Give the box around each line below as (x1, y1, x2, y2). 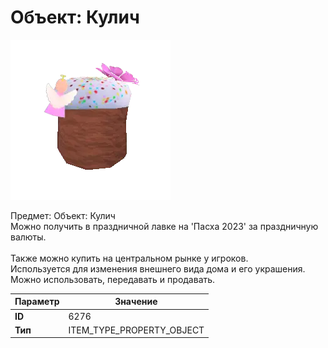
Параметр (14, 296, 60, 308)
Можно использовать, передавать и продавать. (10, 273, 216, 285)
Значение (114, 296, 158, 308)
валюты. (10, 231, 47, 243)
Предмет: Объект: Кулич (10, 209, 116, 221)
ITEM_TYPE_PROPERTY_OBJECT (68, 324, 205, 336)
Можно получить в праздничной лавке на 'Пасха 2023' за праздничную (10, 220, 319, 232)
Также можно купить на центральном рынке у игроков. (10, 252, 249, 264)
